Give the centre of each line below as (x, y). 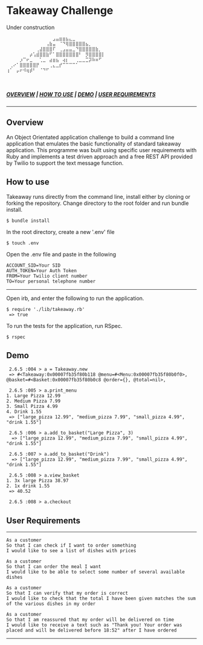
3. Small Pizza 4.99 (32, 407)
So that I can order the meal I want (54, 567)
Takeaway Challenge (60, 11)
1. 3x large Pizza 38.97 (37, 481)
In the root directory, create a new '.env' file (60, 232)
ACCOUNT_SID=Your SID (34, 265)
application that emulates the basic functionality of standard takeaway (94, 144)
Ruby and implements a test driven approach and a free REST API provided (100, 156)
